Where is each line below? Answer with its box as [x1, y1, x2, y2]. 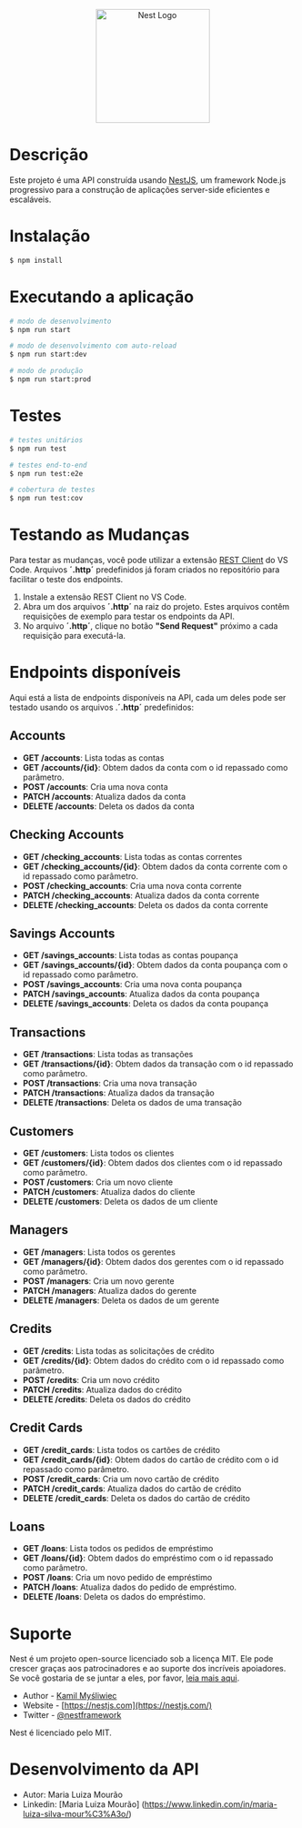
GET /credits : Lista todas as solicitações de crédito [22, 1345, 216, 1356]
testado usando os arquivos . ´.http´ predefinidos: [9, 702, 194, 712]
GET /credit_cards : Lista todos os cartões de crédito [22, 1444, 221, 1455]
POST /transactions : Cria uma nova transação [22, 1078, 197, 1089]
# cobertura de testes [9, 485, 96, 495]
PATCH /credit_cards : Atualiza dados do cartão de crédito [22, 1483, 242, 1494]
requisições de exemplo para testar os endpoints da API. [22, 611, 235, 622]
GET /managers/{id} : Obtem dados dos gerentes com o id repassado [22, 1256, 285, 1267]
